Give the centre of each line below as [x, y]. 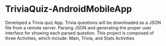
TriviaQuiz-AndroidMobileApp [69, 9]
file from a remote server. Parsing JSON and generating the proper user [78, 27]
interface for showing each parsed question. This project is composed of [80, 33]
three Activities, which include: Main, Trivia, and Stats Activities [70, 38]
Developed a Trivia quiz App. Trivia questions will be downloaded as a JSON [83, 23]
